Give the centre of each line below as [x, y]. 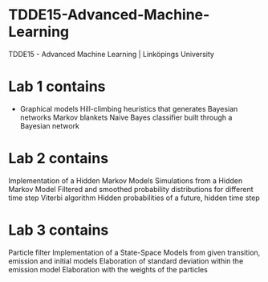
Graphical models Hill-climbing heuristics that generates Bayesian [129, 108]
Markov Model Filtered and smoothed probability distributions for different [131, 189]
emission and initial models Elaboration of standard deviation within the [126, 261]
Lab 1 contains [57, 87]
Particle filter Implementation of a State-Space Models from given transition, [134, 252]
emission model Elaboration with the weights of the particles [108, 269]
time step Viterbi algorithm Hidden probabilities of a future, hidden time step [134, 198]
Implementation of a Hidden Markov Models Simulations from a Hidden [126, 180]
